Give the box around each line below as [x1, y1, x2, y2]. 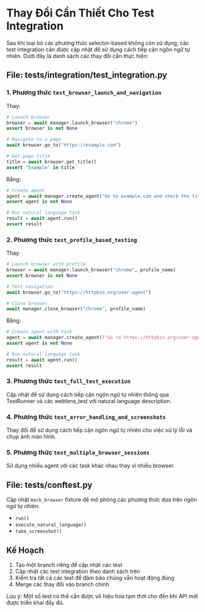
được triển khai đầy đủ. [6, 599, 64, 607]
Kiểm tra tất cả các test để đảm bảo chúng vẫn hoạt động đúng [15, 574, 175, 581]
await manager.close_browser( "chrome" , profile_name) [6, 306, 146, 312]
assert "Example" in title [6, 164, 75, 170]
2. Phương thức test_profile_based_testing [6, 235, 137, 244]
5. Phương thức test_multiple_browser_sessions [6, 448, 150, 457]
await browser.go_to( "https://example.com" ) [6, 142, 121, 148]
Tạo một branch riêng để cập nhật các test [15, 561, 123, 569]
